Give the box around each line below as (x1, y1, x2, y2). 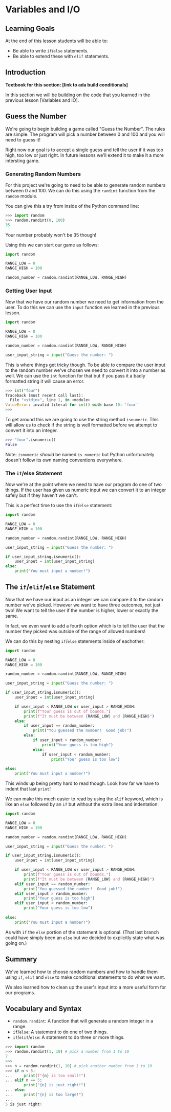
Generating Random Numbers (5, 170, 81, 177)
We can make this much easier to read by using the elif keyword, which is (5, 796, 163, 802)
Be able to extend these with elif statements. (12, 53, 110, 59)
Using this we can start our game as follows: (5, 242, 99, 248)
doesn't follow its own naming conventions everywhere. (5, 457, 123, 463)
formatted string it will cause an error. (5, 378, 84, 384)
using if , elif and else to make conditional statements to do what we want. (5, 974, 165, 980)
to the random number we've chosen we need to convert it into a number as (5, 367, 166, 373)
